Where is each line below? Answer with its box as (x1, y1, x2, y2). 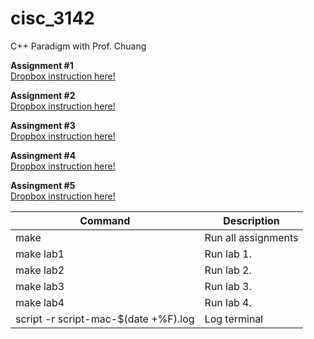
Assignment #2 (10, 89, 76, 101)
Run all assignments (204, 230, 299, 244)
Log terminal (204, 312, 264, 326)
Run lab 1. (204, 247, 252, 261)
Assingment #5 (10, 179, 76, 191)
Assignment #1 (10, 59, 74, 71)
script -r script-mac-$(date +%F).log (15, 312, 195, 326)
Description (223, 213, 280, 227)
